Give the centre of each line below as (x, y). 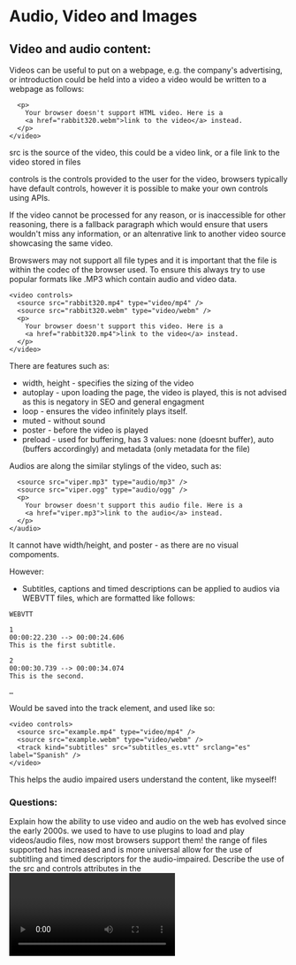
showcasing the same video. (61, 243)
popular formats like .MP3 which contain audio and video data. (123, 279)
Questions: (34, 802)
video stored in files (45, 162)
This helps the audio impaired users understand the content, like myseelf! (143, 779)
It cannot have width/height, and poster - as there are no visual (124, 545)
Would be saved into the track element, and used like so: (112, 708)
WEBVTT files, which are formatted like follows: (109, 598)
